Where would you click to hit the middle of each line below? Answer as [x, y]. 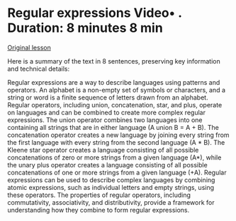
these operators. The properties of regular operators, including [99, 195]
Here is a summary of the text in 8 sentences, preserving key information [114, 61]
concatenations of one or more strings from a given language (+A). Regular [117, 172]
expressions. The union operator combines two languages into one [105, 120]
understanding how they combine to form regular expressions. [99, 210]
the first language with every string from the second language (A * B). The [116, 142]
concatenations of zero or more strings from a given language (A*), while [114, 157]
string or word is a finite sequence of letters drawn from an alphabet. [108, 97]
